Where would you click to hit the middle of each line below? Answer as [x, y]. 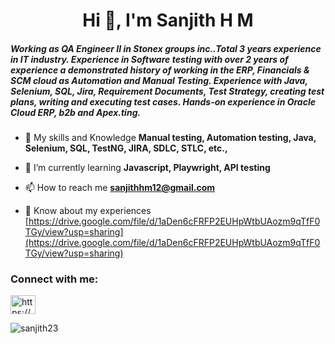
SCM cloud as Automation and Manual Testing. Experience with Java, [159, 80]
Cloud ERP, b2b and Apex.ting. [76, 112]
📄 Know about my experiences [88, 211]
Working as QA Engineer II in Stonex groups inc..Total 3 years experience [166, 48]
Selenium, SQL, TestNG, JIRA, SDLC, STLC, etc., [126, 148]
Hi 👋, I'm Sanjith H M [168, 20]
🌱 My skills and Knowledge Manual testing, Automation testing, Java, [170, 138]
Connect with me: [54, 279]
